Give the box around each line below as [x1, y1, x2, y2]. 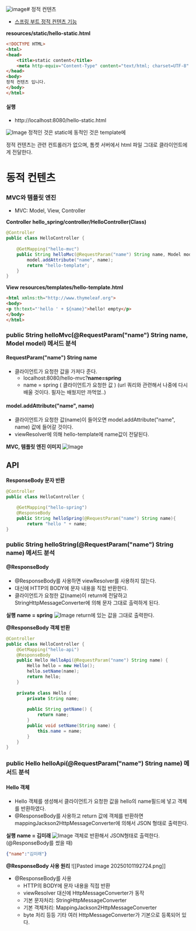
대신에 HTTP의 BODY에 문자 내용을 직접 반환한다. [14, 584, 128, 591]
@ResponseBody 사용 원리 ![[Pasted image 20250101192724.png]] [6, 863, 166, 870]
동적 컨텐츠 [6, 171, 56, 185]
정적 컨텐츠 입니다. [6, 79, 46, 85]
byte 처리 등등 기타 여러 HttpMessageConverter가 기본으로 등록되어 [23, 912, 181, 919]
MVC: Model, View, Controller [14, 207, 86, 214]
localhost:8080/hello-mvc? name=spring [23, 374, 121, 381]
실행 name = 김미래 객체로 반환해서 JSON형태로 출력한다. [6, 832, 160, 839]
